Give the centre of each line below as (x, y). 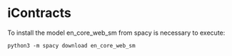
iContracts (39, 13)
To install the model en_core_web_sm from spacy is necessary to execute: (116, 33)
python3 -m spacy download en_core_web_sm (71, 45)
